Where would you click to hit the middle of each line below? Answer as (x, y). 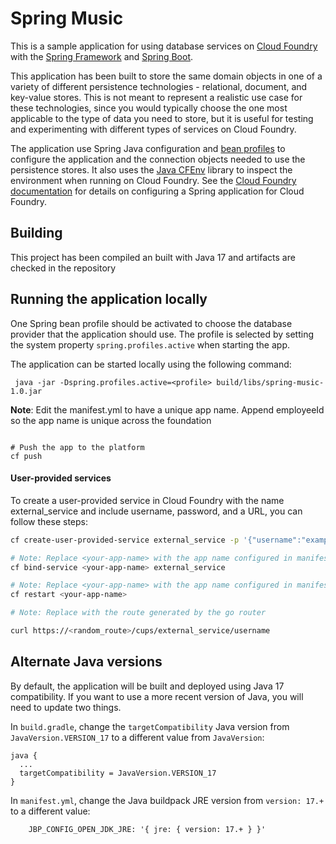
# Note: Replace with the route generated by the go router (138, 613)
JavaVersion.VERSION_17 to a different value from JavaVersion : (137, 737)
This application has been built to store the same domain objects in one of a (166, 76)
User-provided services (61, 478)
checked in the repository (63, 268)
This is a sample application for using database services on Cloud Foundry (164, 46)
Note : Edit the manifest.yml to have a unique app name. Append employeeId (167, 409)
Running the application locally (109, 299)
